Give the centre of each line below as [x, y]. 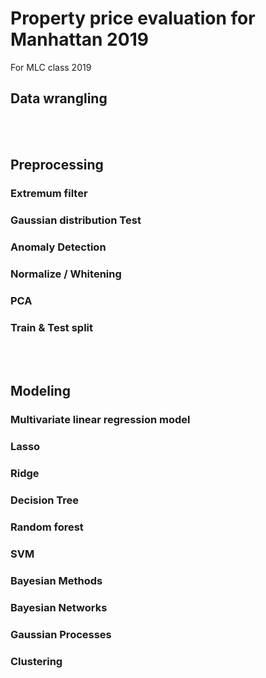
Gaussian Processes [61, 634]
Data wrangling [59, 98]
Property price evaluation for [133, 18]
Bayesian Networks [59, 607]
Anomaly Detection [58, 247]
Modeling [40, 391]
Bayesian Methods [56, 580]
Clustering [36, 661]
